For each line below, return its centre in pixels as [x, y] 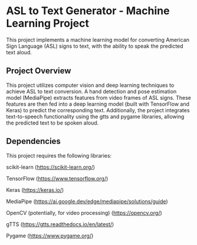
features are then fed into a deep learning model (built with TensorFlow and [98, 104]
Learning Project [48, 23]
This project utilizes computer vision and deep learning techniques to [90, 85]
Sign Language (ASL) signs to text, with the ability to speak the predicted [95, 46]
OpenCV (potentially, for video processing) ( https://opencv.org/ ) [84, 213]
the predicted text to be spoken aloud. [52, 123]
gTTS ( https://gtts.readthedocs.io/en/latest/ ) [60, 224]
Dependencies [33, 141]
